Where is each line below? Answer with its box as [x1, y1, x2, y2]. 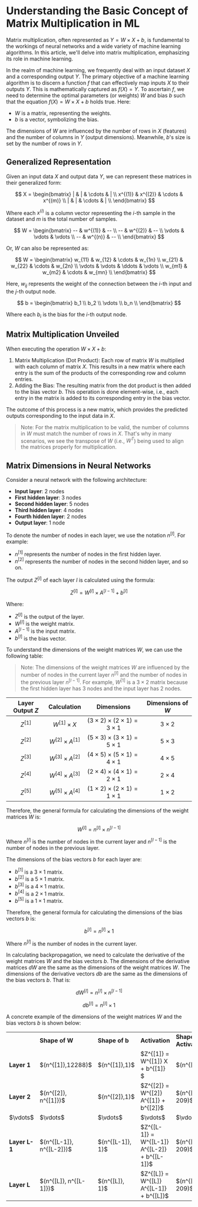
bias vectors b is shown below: [6, 1019, 81, 1026]
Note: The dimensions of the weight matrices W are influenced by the [20, 664, 190, 671]
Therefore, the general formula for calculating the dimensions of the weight [6, 807, 189, 814]
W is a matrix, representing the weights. [14, 110, 112, 117]
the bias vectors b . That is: [6, 977, 71, 984]
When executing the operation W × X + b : [6, 345, 107, 352]
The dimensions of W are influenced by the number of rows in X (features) [6, 127, 187, 134]
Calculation [48, 703, 81, 711]
